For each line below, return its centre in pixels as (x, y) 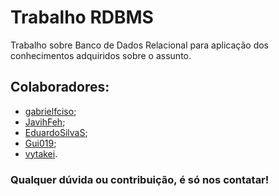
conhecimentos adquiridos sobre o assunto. (101, 55)
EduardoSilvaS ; (56, 132)
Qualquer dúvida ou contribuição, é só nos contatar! (140, 179)
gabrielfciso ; (50, 111)
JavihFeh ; (45, 122)
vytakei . (41, 153)
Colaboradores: (60, 87)
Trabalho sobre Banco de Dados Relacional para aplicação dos (139, 45)
